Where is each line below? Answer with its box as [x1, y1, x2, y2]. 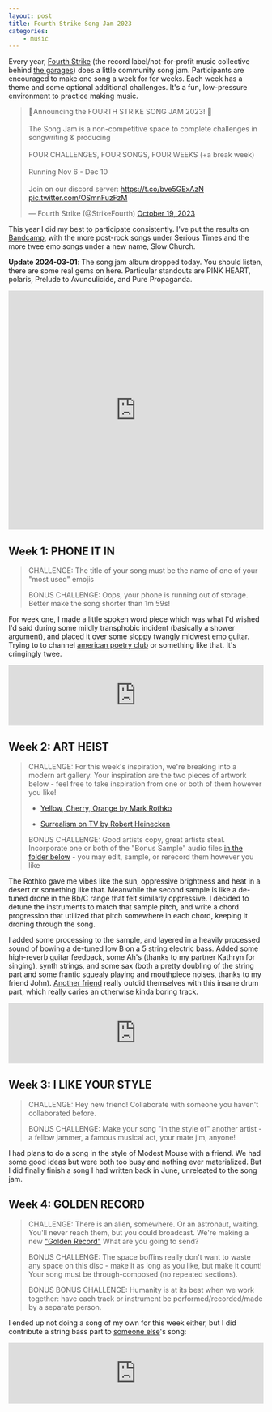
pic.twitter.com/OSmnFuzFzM [28, 193, 128, 203]
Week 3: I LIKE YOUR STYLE [8, 1078, 152, 1092]
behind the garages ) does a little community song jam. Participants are [8, 66, 244, 75]
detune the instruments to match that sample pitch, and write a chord [8, 901, 240, 912]
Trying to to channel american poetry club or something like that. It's [8, 640, 237, 650]
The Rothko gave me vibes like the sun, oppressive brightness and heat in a [8, 876, 261, 886]
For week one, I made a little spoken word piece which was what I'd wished [8, 614, 261, 624]
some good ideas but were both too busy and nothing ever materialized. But [8, 1157, 261, 1166]
